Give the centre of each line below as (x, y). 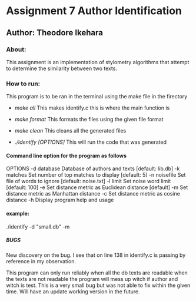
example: (18, 213)
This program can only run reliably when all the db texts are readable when (97, 273)
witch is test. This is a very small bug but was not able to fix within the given (98, 285)
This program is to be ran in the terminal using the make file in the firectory (97, 97)
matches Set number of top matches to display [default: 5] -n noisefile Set (96, 175)
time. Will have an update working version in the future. (73, 291)
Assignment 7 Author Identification (94, 11)
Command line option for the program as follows (67, 156)
